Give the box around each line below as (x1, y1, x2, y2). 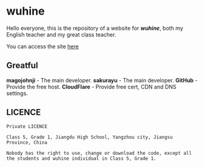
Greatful (6, 60, 38, 71)
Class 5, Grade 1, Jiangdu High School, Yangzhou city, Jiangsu (6, 134, 173, 140)
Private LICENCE (6, 123, 47, 129)
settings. (6, 90, 29, 97)
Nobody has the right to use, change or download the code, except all (6, 150, 192, 156)
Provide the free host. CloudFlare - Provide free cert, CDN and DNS (6, 83, 177, 90)
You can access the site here (6, 43, 79, 50)
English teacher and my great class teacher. (6, 30, 117, 38)
